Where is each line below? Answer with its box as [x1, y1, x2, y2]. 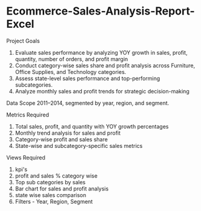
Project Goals [6, 37, 41, 44]
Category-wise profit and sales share [15, 135, 108, 143]
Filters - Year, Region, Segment [15, 198, 93, 205]
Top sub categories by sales [15, 178, 86, 186]
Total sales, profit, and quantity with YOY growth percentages [15, 122, 169, 130]
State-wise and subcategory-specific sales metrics [15, 142, 143, 149]
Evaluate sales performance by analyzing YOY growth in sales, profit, [15, 49, 188, 56]
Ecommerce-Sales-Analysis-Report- [6, 4, 195, 18]
